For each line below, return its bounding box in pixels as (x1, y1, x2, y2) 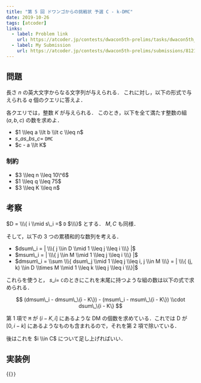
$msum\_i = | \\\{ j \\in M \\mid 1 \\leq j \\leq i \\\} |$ (14, 251, 139, 258)
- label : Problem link (11, 31, 68, 37)
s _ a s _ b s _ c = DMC (14, 134, 54, 142)
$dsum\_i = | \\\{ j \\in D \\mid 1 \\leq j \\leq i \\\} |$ (14, 244, 136, 252)
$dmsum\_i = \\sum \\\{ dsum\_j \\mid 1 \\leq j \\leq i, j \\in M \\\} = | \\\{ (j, (14, 258, 193, 265)
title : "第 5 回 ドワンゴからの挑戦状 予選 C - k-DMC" (6, 8, 133, 15)
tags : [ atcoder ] (6, 20, 47, 26)
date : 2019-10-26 (6, 14, 50, 20)
